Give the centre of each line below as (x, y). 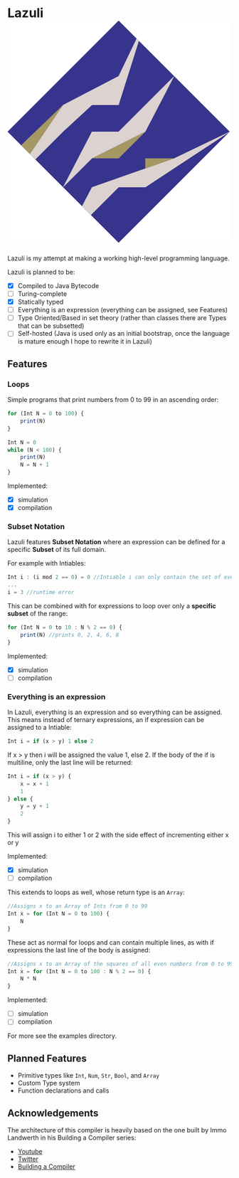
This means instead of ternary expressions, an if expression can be (106, 720)
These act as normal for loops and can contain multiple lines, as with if (111, 942)
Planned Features (47, 1058)
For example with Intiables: (47, 563)
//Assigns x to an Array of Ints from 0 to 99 (78, 906)
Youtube (30, 1151)
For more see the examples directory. (62, 1036)
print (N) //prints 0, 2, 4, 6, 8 (70, 635)
